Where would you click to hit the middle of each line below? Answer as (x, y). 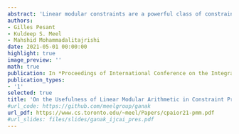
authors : (20, 21)
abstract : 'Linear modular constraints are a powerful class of (105, 14)
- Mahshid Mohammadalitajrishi (54, 40)
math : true (23, 67)
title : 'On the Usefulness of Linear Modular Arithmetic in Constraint (116, 100)
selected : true (30, 93)
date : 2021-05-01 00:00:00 (47, 47)
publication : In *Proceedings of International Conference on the (108, 73)
